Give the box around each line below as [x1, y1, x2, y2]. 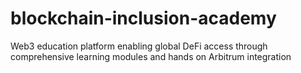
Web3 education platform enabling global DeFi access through [10, 40, 268, 52]
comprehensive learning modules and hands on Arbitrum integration [10, 50, 292, 62]
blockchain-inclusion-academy [10, 7, 277, 30]
